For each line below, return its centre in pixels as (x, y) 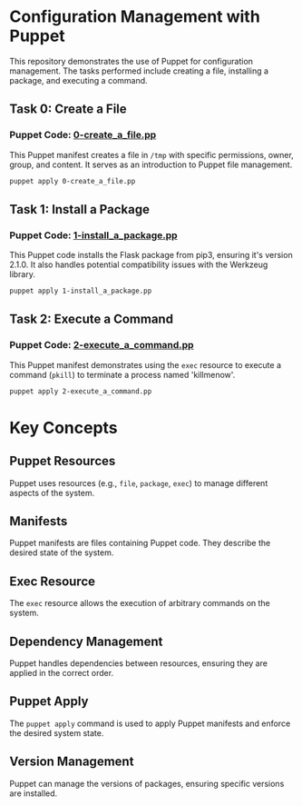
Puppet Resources (63, 461)
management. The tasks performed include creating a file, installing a (139, 71)
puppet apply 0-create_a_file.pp (73, 181)
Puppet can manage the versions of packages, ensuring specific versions (147, 783)
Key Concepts (63, 428)
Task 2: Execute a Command (92, 319)
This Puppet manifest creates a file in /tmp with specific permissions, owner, (152, 154)
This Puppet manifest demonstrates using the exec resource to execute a (145, 364)
